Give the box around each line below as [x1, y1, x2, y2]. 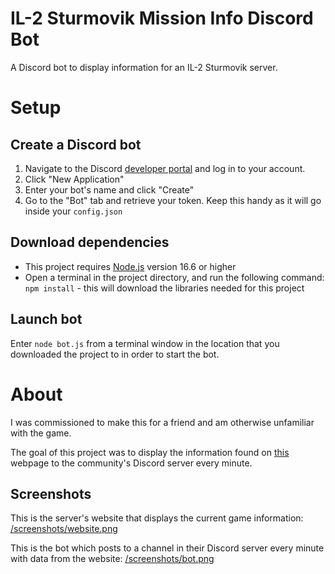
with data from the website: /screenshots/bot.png [10, 553, 215, 565]
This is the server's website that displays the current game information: [10, 512, 304, 524]
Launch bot [10, 311, 83, 328]
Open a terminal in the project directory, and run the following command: [24, 271, 325, 283]
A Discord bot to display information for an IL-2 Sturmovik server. [10, 61, 278, 73]
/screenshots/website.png [10, 523, 118, 535]
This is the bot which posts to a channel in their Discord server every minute [10, 542, 325, 554]
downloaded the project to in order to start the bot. [10, 348, 220, 360]
